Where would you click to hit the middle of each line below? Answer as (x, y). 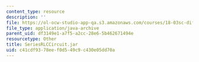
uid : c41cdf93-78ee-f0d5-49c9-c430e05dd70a (61, 50)
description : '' (26, 17)
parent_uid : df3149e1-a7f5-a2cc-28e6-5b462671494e (70, 34)
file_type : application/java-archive (53, 28)
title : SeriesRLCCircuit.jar (42, 45)
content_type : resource (36, 12)
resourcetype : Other (32, 39)
